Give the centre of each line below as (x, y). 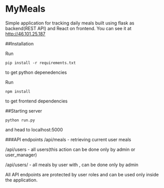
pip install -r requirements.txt (41, 63)
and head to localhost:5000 (34, 129)
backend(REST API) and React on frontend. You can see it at (69, 28)
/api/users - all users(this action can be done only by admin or (70, 149)
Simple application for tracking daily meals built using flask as (70, 23)
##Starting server (24, 111)
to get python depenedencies (36, 72)
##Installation (20, 43)
